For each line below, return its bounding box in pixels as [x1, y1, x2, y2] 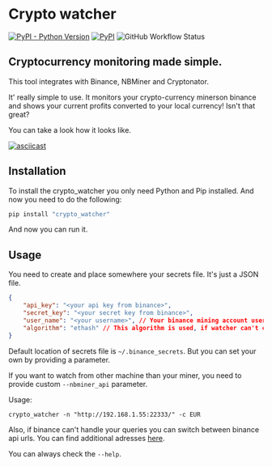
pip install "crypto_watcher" [8, 210, 111, 219]
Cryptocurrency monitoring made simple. [8, 55, 223, 69]
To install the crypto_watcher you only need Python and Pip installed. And [8, 185, 254, 195]
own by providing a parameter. [8, 354, 111, 364]
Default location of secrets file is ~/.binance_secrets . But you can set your [8, 346, 257, 356]
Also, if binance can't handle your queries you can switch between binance [8, 424, 260, 434]
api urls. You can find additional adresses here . [8, 433, 165, 443]
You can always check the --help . [8, 448, 121, 458]
